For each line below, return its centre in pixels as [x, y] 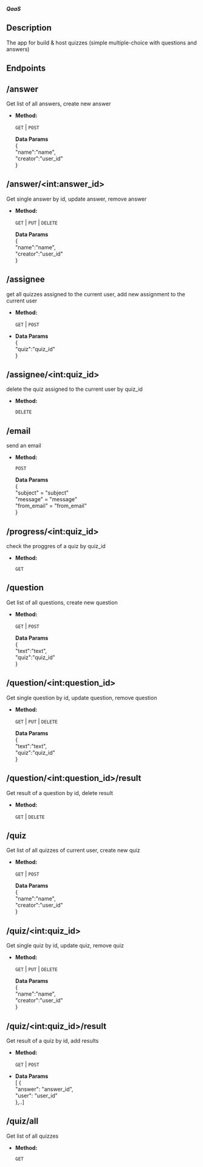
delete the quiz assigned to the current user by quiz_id [74, 389]
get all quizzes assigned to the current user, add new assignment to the [96, 294]
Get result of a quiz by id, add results [53, 1040]
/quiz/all [22, 1121]
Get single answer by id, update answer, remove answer [77, 199]
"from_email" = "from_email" [51, 506]
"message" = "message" [46, 499]
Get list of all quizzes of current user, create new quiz [73, 851]
